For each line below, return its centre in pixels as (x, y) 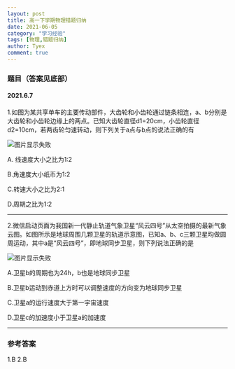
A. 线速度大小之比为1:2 (40, 159)
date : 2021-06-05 (33, 27)
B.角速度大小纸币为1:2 (39, 174)
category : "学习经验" (37, 33)
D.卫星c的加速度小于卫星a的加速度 (57, 317)
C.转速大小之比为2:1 (36, 189)
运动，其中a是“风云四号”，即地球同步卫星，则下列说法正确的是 (104, 243)
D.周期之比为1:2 (30, 204)
